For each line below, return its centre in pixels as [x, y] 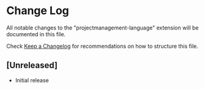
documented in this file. [36, 34]
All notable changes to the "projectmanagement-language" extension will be [102, 28]
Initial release [32, 80]
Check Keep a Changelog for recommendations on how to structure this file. [102, 46]
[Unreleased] [32, 65]
